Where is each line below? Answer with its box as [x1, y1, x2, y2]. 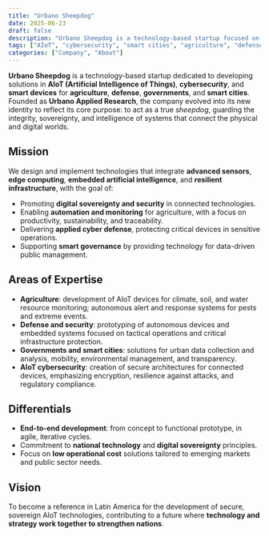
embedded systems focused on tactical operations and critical [19, 328, 227, 338]
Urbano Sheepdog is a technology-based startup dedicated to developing [8, 71, 254, 80]
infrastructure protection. [19, 337, 103, 346]
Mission [8, 145, 50, 158]
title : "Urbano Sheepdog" [8, 11, 94, 20]
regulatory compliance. [19, 379, 97, 389]
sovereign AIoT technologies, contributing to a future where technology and [8, 510, 260, 520]
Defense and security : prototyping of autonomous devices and [19, 319, 230, 329]
